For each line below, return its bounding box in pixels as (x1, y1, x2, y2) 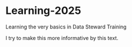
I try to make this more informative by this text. (5, 34, 118, 41)
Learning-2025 (5, 4, 81, 17)
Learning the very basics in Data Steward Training (5, 23, 127, 30)
